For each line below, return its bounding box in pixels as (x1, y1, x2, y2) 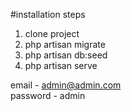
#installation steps (10, 9, 86, 20)
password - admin (10, 90, 86, 101)
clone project (24, 28, 80, 39)
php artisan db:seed (24, 49, 108, 61)
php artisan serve (24, 60, 98, 71)
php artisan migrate (24, 39, 106, 50)
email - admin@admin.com (10, 79, 122, 91)
